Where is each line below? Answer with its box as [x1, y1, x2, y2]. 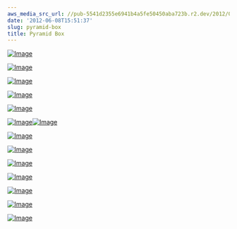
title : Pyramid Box [7, 30, 65, 37]
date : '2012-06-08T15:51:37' [7, 17, 93, 24]
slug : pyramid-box [7, 23, 61, 30]
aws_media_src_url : [7, 10, 65, 18]
